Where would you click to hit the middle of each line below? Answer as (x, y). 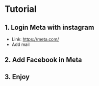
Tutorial (21, 9)
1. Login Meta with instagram (49, 27)
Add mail (21, 44)
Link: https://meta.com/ (35, 39)
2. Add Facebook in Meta (43, 60)
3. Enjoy (17, 77)
